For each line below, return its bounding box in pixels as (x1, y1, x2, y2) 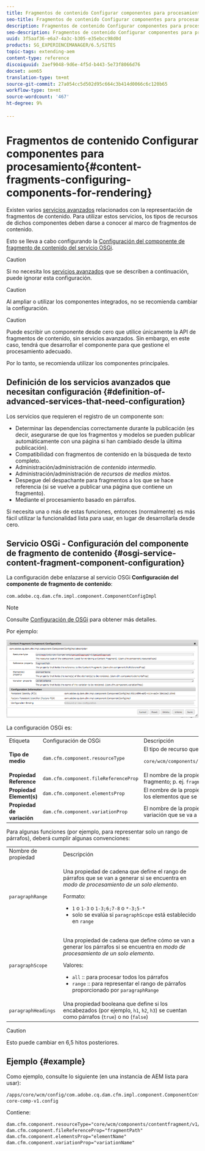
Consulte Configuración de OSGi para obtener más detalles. (6, 616, 157, 624)
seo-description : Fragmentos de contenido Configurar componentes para (6, 29, 192, 35)
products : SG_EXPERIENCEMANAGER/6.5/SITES (6, 42, 116, 48)
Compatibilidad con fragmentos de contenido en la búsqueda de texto (15, 450, 192, 458)
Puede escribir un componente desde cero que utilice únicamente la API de (6, 328, 196, 335)
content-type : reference (6, 55, 70, 61)
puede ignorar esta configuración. (6, 274, 92, 281)
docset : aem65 (6, 68, 43, 74)
